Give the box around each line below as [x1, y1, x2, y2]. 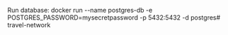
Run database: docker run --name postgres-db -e [7, 6, 153, 14]
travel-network [7, 21, 51, 29]
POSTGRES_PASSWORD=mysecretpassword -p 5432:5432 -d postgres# [7, 13, 221, 22]
